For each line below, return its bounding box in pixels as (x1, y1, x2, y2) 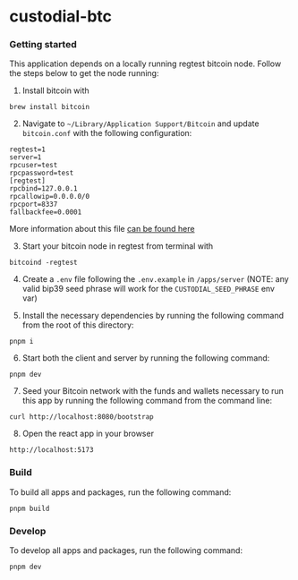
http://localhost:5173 (9, 446, 94, 455)
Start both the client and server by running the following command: (21, 353, 270, 363)
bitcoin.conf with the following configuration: (21, 128, 192, 139)
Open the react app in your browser (21, 428, 155, 439)
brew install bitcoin (9, 103, 90, 112)
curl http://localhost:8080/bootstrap (9, 413, 154, 422)
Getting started (9, 38, 78, 51)
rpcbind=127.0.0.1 (9, 184, 78, 193)
